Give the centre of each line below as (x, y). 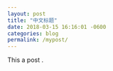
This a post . (26, 60)
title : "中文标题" (33, 20)
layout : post (27, 14)
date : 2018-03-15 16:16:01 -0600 (57, 27)
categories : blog (33, 33)
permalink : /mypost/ (38, 40)
